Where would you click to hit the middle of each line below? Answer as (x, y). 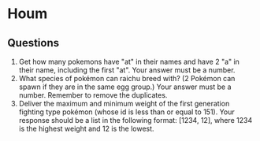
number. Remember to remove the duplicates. (93, 95)
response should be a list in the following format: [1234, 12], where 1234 (136, 120)
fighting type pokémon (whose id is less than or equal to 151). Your (127, 112)
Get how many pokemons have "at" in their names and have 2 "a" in (129, 61)
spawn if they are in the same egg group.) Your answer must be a (125, 87)
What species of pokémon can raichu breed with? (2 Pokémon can (127, 78)
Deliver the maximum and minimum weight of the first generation (124, 104)
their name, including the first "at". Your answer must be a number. (127, 70)
